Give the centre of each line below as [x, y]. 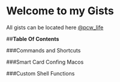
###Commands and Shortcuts [43, 50]
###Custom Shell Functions [40, 73]
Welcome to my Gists [60, 11]
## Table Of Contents [33, 39]
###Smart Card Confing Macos [45, 62]
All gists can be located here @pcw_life [55, 27]
